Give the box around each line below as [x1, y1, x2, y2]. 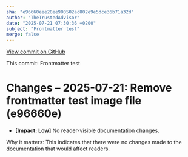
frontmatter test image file [6, 94, 142, 108]
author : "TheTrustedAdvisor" [6, 15, 80, 21]
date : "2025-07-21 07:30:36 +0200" [6, 20, 96, 26]
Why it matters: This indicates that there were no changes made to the [6, 139, 182, 146]
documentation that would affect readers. [6, 145, 110, 152]
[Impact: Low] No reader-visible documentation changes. [15, 127, 159, 134]
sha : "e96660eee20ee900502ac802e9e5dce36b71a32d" [6, 8, 135, 15]
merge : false [6, 32, 39, 38]
